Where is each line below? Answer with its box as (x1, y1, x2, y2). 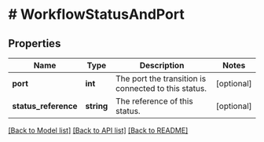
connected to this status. (115, 83, 207, 93)
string (85, 100, 108, 111)
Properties (8, 37, 61, 50)
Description (139, 60, 185, 71)
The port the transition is (115, 73, 207, 84)
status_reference (12, 100, 78, 111)
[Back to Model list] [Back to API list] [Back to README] (8, 126, 189, 135)
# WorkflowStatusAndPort (8, 5, 185, 24)
